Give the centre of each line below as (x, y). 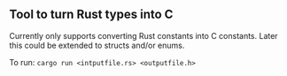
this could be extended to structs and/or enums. (97, 45)
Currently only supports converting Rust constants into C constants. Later (143, 35)
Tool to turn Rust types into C (91, 15)
